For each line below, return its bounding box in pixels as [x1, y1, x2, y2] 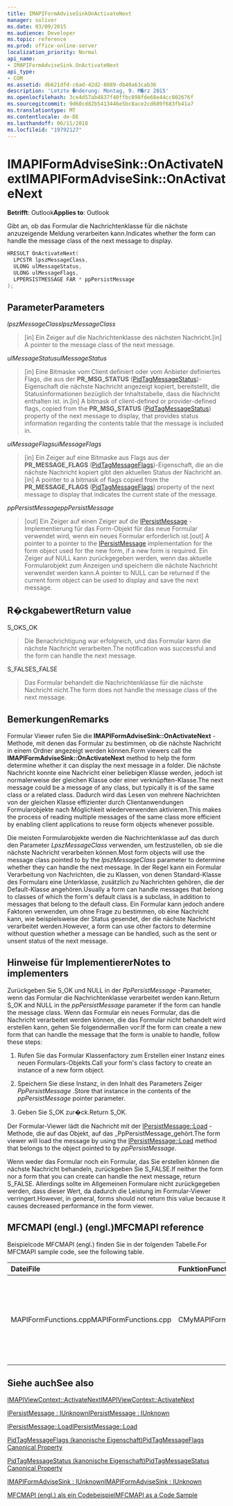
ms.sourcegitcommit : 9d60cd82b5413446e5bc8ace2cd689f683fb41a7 [7, 101, 194, 108]
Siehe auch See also [7, 1378, 94, 1389]
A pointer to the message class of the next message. [24, 341, 175, 349]
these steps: [7, 1038, 43, 1046]
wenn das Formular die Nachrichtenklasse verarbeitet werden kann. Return [7, 993, 220, 1002]
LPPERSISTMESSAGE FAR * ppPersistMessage [13, 275, 135, 283]
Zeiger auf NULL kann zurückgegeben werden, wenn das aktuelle [24, 554, 212, 563]
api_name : [7, 55, 36, 62]
